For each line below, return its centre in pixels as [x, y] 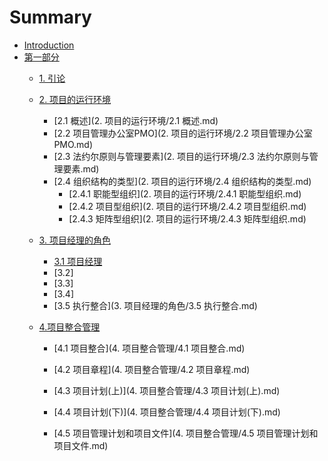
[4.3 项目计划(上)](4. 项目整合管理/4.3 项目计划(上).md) [167, 390]
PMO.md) [73, 144]
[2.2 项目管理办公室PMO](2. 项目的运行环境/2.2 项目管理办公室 [183, 133]
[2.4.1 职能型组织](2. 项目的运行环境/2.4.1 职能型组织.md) [185, 193]
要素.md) [81, 168]
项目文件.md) [81, 445]
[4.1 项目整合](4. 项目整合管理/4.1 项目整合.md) [149, 348]
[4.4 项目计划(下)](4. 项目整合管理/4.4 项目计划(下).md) [167, 412]
